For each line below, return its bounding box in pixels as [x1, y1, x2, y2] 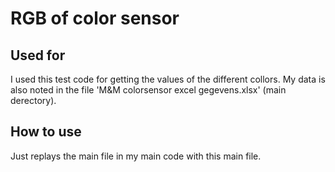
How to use [10, 123, 82, 141]
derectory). [10, 95, 57, 106]
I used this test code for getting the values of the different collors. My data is [10, 73, 326, 85]
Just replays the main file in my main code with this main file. [10, 150, 262, 162]
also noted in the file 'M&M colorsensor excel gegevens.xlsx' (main [10, 84, 287, 96]
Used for [10, 47, 66, 64]
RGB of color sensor [10, 7, 180, 30]
